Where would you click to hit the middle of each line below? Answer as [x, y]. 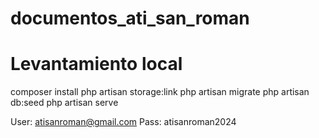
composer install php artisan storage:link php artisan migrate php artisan [160, 92]
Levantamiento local [96, 64]
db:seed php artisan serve [64, 103]
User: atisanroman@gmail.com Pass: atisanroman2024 [123, 122]
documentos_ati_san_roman [130, 18]
